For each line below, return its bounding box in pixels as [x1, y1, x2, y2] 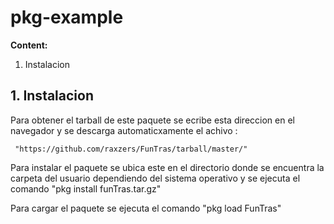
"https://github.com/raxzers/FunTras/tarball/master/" [14, 144, 248, 154]
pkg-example [10, 6, 124, 29]
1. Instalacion [10, 87, 94, 105]
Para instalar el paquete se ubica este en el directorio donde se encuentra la [10, 161, 325, 173]
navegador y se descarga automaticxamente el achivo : [10, 124, 238, 136]
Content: [10, 39, 48, 51]
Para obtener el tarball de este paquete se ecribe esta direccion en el [10, 114, 295, 126]
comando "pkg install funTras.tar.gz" [10, 182, 162, 195]
